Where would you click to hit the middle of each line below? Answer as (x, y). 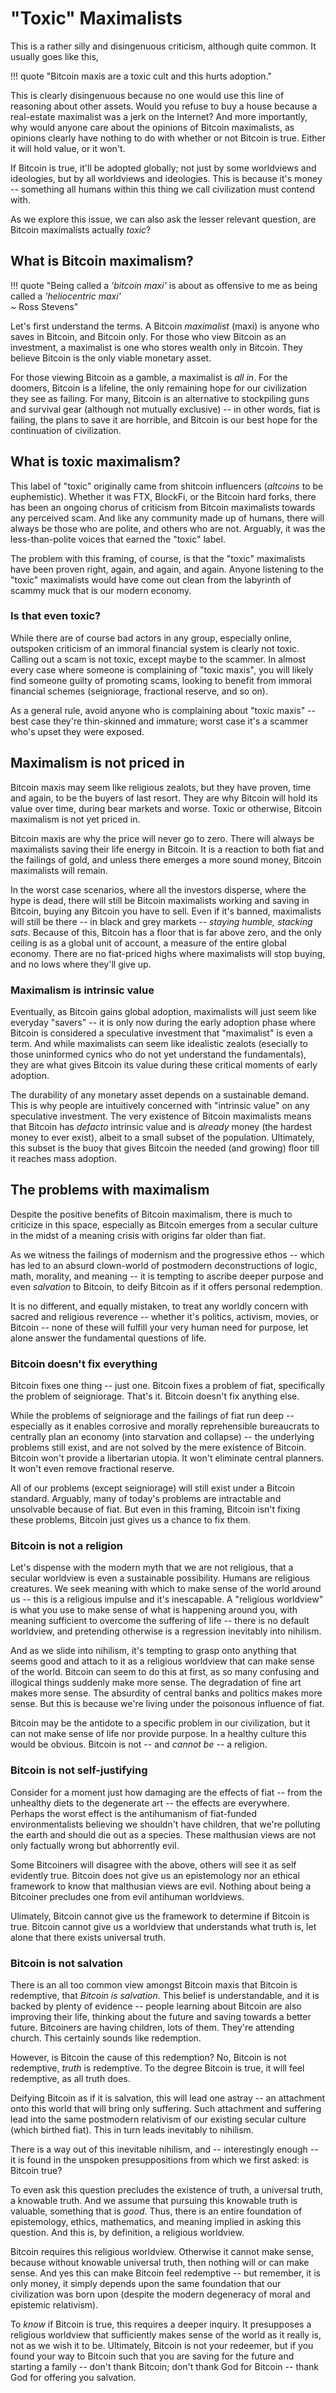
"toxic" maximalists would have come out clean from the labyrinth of (151, 579)
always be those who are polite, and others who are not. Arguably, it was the (168, 528)
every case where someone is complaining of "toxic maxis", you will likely (162, 669)
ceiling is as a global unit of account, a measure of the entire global (148, 943)
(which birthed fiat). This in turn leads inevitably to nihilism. (132, 2129)
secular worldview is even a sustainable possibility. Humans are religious (160, 1578)
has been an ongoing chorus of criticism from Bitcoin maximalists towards (163, 507)
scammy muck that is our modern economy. (101, 590)
